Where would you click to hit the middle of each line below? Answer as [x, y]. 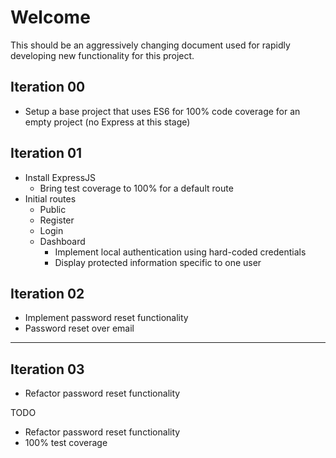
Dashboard [62, 241]
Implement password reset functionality [106, 318]
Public [53, 209]
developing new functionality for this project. [102, 55]
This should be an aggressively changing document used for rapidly [150, 45]
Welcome [50, 17]
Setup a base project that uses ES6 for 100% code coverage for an [162, 111]
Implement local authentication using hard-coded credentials [180, 252]
